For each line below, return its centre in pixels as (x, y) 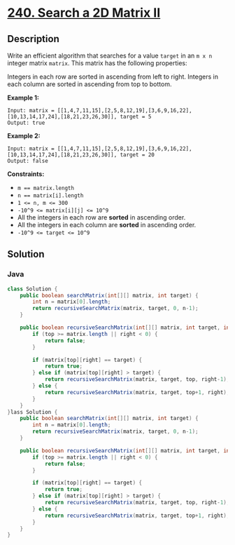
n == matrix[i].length (50, 196)
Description (33, 39)
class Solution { (33, 289)
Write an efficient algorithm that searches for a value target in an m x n (110, 55)
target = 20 (137, 155)
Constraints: (26, 174)
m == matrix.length (46, 188)
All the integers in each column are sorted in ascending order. (107, 225)
